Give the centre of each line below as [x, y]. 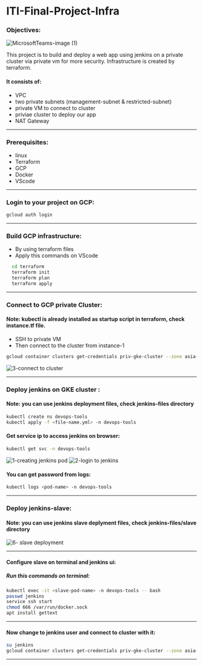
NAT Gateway [32, 121]
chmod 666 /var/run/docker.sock [47, 607]
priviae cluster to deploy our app [56, 114]
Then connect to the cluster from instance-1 [70, 345]
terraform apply [32, 284]
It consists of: [24, 82]
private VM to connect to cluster [55, 108]
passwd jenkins [25, 596]
